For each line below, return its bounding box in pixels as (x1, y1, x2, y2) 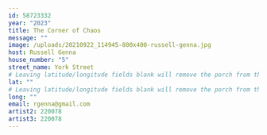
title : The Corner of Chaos (8, 26, 102, 34)
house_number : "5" (8, 56, 69, 64)
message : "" (8, 33, 48, 42)
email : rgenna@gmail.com (8, 100, 91, 108)
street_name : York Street (8, 64, 94, 71)
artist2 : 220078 (8, 108, 62, 116)
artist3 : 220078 (8, 115, 62, 123)
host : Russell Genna (8, 48, 77, 56)
